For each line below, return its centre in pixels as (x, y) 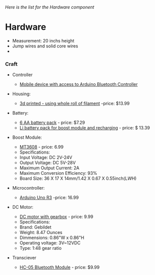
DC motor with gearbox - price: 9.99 (56, 217)
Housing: (21, 94)
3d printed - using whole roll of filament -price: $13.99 (75, 104)
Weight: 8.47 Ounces (41, 233)
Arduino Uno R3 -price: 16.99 (49, 197)
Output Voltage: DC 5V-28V (48, 163)
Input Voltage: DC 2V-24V (46, 157)
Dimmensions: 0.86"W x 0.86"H (52, 238)
